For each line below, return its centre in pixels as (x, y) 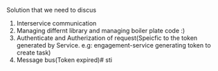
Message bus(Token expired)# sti (64, 60)
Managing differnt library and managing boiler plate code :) (101, 31)
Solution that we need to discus (52, 10)
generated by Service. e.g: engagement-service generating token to (114, 45)
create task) (34, 52)
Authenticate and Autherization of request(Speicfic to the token (107, 38)
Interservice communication (56, 23)
